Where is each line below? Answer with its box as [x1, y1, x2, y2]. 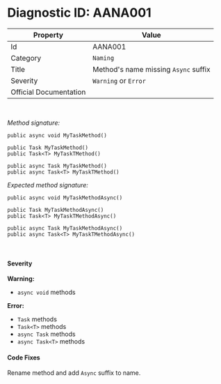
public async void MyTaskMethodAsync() [7, 194, 123, 201]
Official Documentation [10, 87, 86, 97]
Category [10, 53, 42, 63]
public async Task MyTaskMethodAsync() [7, 224, 123, 231]
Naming [92, 54, 115, 62]
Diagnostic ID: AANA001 [7, 5, 152, 21]
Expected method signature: [7, 181, 89, 189]
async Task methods [17, 330, 76, 339]
